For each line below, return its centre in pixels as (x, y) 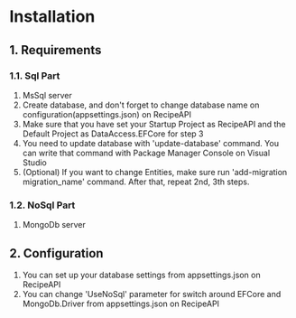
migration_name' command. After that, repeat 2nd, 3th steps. (136, 182)
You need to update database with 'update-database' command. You (151, 143)
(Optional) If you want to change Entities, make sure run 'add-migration (155, 172)
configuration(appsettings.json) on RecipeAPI (107, 114)
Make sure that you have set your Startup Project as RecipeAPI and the (154, 124)
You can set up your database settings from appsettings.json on (141, 275)
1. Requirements (55, 50)
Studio (34, 162)
